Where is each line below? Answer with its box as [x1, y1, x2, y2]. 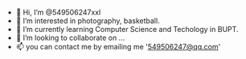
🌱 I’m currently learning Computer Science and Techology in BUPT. [15, 25, 239, 33]
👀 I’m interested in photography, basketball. [15, 16, 160, 26]
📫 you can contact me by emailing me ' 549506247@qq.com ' [15, 42, 221, 51]
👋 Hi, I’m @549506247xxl [15, 8, 101, 17]
